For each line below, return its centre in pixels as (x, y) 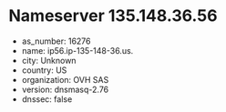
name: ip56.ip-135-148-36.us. (77, 50)
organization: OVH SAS (65, 79)
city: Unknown (49, 60)
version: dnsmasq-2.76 (65, 89)
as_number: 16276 (56, 41)
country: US (44, 70)
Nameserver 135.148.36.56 (113, 16)
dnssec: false (47, 99)
